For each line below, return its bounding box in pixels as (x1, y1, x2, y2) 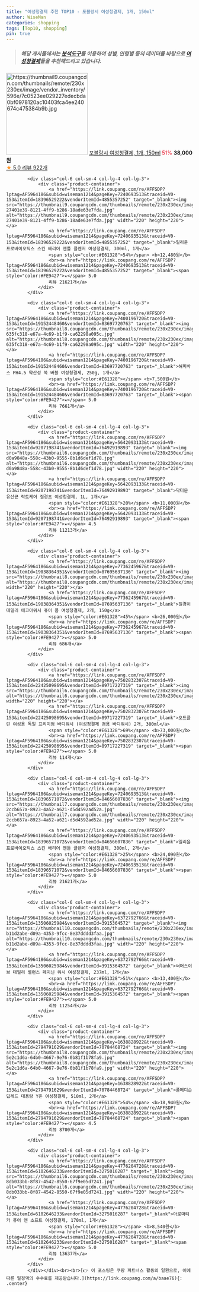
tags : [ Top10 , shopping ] (6, 25, 68, 31)
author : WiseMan (6, 14, 46, 20)
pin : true (6, 31, 31, 37)
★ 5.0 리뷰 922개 (6, 164, 48, 171)
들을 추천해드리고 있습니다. (40, 57, 102, 64)
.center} (6, 1281, 28, 1287)
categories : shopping (6, 20, 60, 26)
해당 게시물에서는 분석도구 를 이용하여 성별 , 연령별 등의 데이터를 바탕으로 (20, 50, 185, 57)
